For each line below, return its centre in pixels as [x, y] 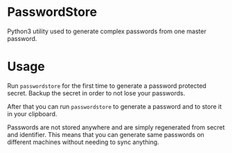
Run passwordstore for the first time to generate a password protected [107, 85]
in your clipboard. [32, 114]
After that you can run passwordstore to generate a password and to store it [115, 106]
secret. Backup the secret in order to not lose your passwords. [96, 93]
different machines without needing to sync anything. [83, 142]
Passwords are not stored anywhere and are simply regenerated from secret [116, 127]
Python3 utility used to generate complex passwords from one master [107, 31]
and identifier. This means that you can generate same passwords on [106, 134]
